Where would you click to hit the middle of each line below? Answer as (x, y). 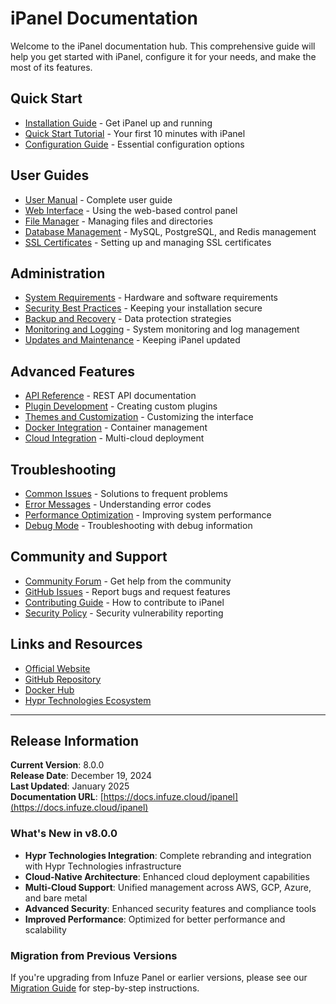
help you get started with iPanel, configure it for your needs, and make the (163, 56)
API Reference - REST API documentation (110, 396)
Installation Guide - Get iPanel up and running (118, 123)
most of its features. (51, 67)
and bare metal (56, 898)
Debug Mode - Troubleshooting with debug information (138, 525)
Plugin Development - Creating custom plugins (121, 406)
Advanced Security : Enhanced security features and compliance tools (170, 908)
